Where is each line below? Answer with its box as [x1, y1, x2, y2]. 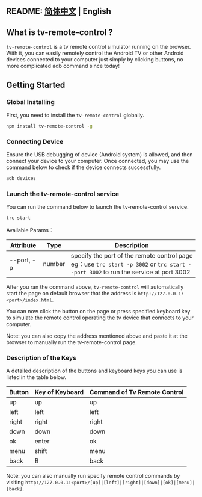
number [43, 260, 66, 268]
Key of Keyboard [34, 388, 84, 397]
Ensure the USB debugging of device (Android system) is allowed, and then [6, 151, 194, 158]
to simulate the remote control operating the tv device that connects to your [6, 314, 194, 321]
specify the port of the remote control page [71, 252, 193, 260]
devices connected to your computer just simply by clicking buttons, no [6, 56, 183, 63]
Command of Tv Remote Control [89, 388, 184, 397]
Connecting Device [6, 137, 64, 146]
